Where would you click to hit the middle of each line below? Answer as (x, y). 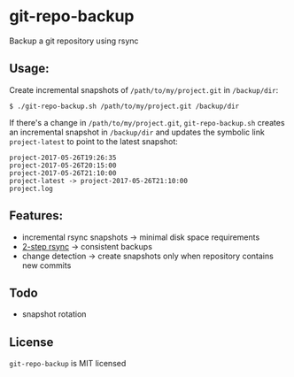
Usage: (30, 69)
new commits (46, 265)
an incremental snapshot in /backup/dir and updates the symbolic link (137, 132)
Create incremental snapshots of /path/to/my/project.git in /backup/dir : (144, 89)
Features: (36, 215)
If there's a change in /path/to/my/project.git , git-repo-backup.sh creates (147, 122)
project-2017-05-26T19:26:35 (63, 158)
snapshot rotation (54, 314)
